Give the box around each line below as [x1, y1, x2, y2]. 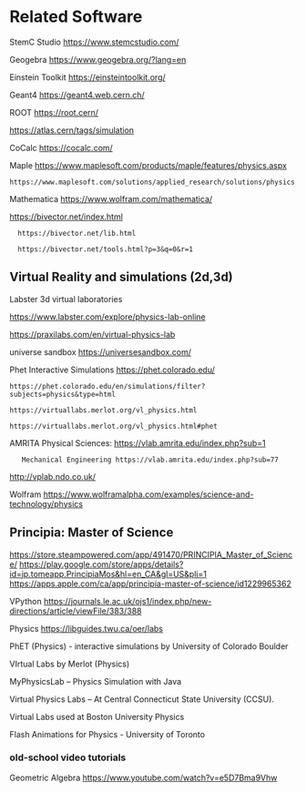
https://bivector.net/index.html [9, 211, 123, 222]
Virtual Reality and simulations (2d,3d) [9, 269, 234, 285]
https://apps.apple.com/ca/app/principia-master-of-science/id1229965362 [9, 578, 291, 589]
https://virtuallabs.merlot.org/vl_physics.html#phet [9, 421, 219, 431]
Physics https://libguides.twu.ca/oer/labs [9, 623, 164, 634]
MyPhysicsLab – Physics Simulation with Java [9, 675, 182, 686]
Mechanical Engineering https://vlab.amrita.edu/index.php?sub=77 [21, 455, 280, 464]
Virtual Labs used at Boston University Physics [9, 711, 185, 722]
